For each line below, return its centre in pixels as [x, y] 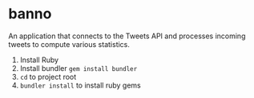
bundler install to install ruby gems [81, 85]
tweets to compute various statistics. [69, 44]
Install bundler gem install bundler [79, 68]
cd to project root [48, 76]
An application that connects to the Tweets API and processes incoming [127, 36]
